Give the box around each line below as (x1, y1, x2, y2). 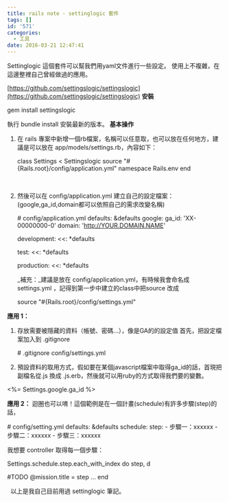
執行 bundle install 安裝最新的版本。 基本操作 (7, 120, 134, 128)
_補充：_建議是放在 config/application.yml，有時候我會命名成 (16, 275, 190, 284)
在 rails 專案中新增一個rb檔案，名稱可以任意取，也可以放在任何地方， (16, 135, 213, 143)
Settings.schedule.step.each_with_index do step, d (7, 459, 151, 468)
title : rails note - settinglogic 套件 (7, 10, 119, 17)
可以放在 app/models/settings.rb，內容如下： (29, 144, 158, 151)
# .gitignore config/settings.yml (16, 349, 106, 357)
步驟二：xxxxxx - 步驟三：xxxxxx (7, 431, 101, 440)
